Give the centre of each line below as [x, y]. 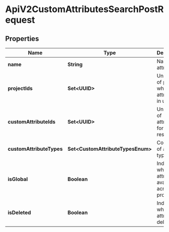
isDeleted [19, 213]
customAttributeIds [32, 122]
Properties [22, 39]
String [75, 64]
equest [20, 20]
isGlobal [18, 179]
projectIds [20, 88]
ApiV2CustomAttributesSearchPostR [84, 9]
